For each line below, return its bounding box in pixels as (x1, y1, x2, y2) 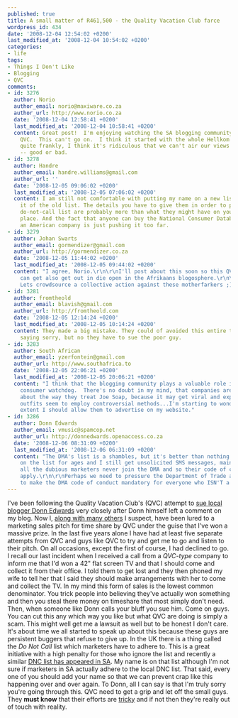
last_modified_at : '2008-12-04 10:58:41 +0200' (13, 122, 157, 130)
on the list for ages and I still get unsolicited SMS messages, (20, 459, 217, 467)
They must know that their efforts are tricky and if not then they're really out (7, 695, 230, 703)
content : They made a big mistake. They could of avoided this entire (13, 327, 227, 334)
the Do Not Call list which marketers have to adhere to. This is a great (7, 642, 210, 651)
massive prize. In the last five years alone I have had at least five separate (7, 528, 223, 537)
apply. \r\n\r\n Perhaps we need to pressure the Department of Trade (20, 473, 227, 480)
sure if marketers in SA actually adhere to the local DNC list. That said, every (7, 665, 231, 673)
